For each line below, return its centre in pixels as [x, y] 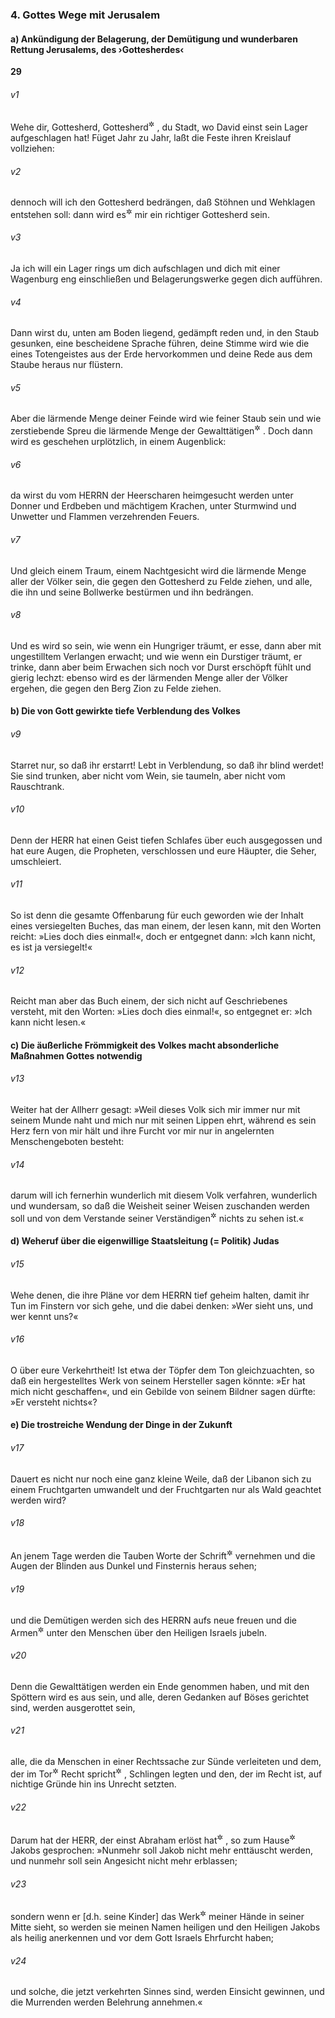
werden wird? [38, 1500]
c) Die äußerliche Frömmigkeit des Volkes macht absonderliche [145, 1045]
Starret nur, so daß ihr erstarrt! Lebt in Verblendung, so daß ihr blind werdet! [167, 765]
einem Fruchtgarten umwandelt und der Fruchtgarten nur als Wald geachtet [166, 1489]
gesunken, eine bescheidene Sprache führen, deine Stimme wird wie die [160, 344]
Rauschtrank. [37, 786]
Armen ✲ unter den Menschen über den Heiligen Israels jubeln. [139, 1631]
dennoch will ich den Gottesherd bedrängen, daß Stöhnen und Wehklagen [163, 202]
